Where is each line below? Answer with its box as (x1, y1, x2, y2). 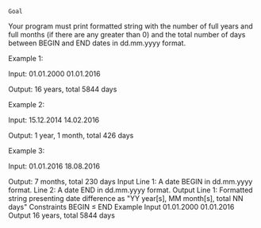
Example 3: (8, 146, 45, 155)
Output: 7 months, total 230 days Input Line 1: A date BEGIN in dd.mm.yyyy (8, 177, 253, 186)
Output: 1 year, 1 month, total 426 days (8, 131, 134, 140)
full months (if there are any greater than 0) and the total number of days (8, 30, 246, 39)
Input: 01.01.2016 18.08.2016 (8, 161, 101, 171)
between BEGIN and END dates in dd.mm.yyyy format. (8, 38, 186, 48)
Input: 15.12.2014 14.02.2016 (8, 115, 100, 125)
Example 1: (8, 54, 44, 63)
